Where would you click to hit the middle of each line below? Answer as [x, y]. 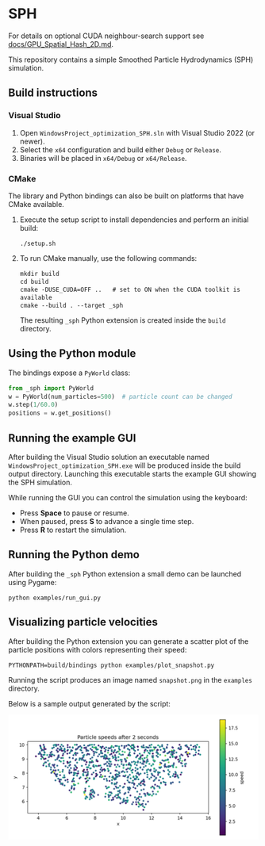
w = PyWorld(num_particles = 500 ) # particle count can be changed [120, 396]
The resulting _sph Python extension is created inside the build [123, 320]
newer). [32, 141]
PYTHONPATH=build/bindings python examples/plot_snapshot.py [111, 665]
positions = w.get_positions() [60, 413]
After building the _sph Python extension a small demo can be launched [125, 574]
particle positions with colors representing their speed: [98, 649]
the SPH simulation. [40, 482]
